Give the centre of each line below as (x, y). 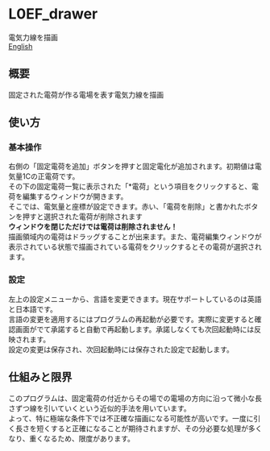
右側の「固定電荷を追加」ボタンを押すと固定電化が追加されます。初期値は (132, 167)
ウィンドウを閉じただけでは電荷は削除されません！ (93, 227)
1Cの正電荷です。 (51, 176)
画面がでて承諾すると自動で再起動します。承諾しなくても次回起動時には (135, 329)
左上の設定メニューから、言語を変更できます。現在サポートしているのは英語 (135, 299)
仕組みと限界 (40, 377)
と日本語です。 (33, 309)
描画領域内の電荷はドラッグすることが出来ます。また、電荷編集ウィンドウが (135, 237)
